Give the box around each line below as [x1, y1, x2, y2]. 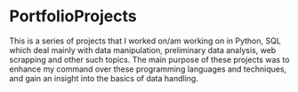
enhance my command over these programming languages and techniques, [9, 64, 287, 74]
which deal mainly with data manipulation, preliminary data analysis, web [9, 44, 277, 55]
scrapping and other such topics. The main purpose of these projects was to [9, 54, 290, 65]
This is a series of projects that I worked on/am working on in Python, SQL [9, 35, 282, 46]
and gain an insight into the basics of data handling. [9, 73, 198, 83]
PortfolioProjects [9, 6, 137, 27]
